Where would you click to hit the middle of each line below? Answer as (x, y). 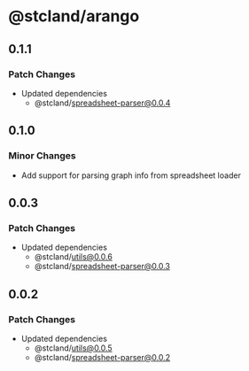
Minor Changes (42, 156)
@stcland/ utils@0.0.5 (73, 348)
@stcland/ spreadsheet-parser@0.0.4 (102, 103)
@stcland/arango (74, 16)
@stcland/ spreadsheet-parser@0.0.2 (102, 357)
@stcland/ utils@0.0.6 (73, 257)
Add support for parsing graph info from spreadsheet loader (131, 175)
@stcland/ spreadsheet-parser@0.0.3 (102, 267)
